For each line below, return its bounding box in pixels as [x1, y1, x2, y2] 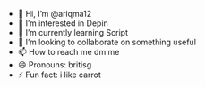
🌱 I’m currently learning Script [17, 28, 128, 37]
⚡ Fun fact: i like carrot [17, 69, 101, 80]
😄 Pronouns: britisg [17, 59, 92, 70]
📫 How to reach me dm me [17, 47, 120, 57]
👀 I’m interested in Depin [17, 18, 109, 28]
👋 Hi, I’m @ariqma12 [17, 9, 92, 19]
